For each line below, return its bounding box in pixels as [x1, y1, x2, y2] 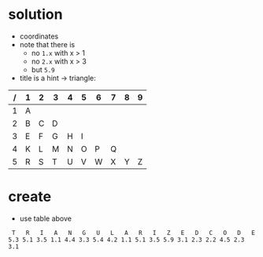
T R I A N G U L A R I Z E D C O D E [11, 229, 256, 237]
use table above [19, 214, 72, 223]
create [8, 188, 52, 206]
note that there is [19, 39, 76, 49]
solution [8, 6, 63, 24]
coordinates [19, 31, 59, 41]
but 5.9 [31, 64, 55, 74]
